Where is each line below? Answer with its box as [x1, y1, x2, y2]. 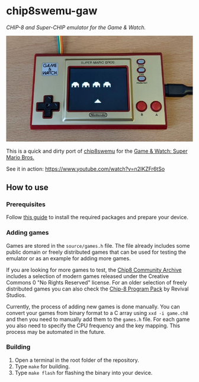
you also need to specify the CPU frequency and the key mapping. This [6, 322, 181, 329]
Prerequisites [6, 200, 46, 209]
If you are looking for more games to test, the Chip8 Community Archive [6, 266, 182, 273]
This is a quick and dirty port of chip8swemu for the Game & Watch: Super [6, 147, 188, 154]
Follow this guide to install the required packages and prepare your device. [6, 214, 188, 221]
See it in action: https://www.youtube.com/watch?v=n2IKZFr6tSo [6, 165, 165, 172]
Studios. [6, 291, 27, 298]
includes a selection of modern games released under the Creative [6, 272, 169, 280]
